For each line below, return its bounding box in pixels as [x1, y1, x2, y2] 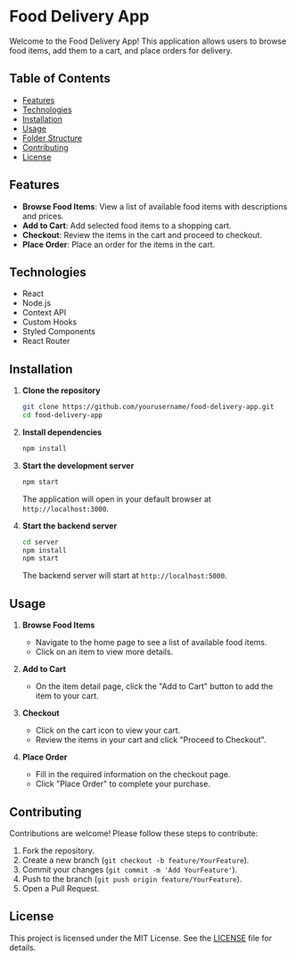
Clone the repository [21, 385, 101, 396]
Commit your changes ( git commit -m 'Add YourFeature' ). [21, 864, 238, 874]
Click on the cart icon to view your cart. [35, 725, 181, 736]
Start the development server [21, 460, 135, 471]
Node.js [21, 298, 52, 308]
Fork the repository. [21, 845, 95, 856]
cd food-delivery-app [21, 411, 103, 420]
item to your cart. [35, 691, 100, 702]
